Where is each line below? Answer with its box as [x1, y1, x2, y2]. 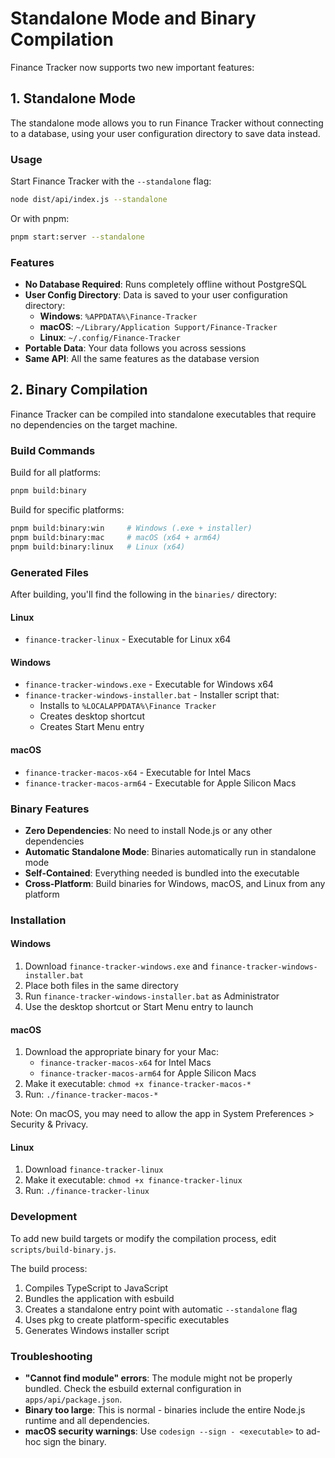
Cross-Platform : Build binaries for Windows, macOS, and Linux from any [24, 877, 326, 889]
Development [10, 1210, 78, 1224]
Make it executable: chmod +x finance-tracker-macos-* [24, 1078, 252, 1090]
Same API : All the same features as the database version [24, 353, 260, 365]
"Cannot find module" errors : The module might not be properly [24, 1372, 293, 1384]
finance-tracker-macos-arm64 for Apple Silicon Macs [39, 1067, 257, 1079]
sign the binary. [43, 1436, 107, 1448]
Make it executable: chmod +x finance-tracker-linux [24, 1174, 243, 1186]
